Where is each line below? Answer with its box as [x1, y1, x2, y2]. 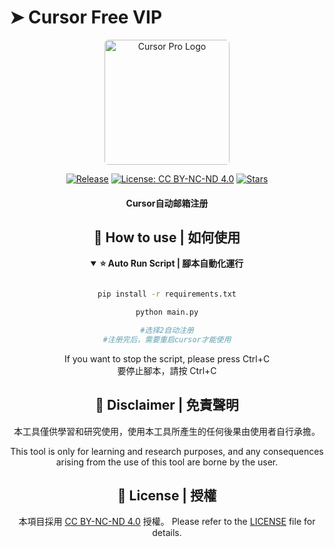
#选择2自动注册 [140, 326, 194, 336]
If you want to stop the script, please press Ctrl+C [63, 352, 271, 365]
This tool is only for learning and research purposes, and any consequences [10, 445, 324, 457]
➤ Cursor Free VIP [9, 6, 163, 29]
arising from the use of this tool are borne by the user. [55, 456, 279, 468]
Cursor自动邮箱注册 [125, 197, 209, 209]
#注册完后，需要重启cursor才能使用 [102, 334, 232, 345]
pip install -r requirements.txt [97, 289, 237, 300]
